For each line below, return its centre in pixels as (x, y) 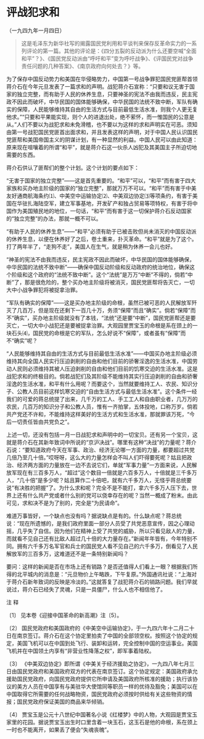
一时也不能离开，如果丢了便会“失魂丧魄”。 (59, 729)
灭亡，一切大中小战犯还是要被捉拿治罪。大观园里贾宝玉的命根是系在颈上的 (99, 325)
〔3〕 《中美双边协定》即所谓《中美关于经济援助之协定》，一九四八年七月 (98, 663)
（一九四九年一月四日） (36, 30)
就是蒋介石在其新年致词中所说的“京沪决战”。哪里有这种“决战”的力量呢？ (96, 442)
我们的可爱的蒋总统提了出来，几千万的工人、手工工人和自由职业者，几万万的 (102, 399)
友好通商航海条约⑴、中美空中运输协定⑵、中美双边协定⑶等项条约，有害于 (99, 195)
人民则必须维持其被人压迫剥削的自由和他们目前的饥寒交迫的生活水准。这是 (104, 368)
